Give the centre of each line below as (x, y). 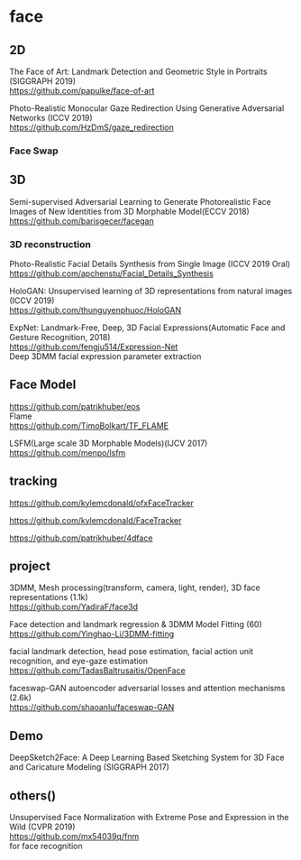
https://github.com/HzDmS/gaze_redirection (91, 127)
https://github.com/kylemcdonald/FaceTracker (96, 520)
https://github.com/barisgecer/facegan (82, 221)
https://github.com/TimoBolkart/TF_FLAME (89, 425)
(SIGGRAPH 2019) (43, 81)
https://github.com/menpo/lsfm (68, 452)
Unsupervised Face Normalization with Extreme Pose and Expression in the (150, 818)
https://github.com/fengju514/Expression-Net (94, 347)
